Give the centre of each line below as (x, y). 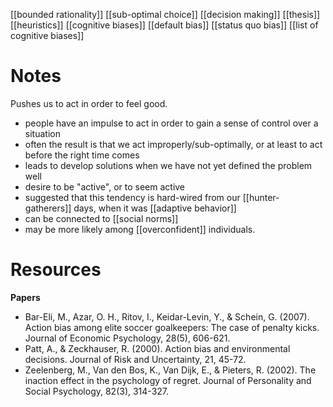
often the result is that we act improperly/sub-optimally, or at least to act (173, 144)
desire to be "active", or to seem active (105, 186)
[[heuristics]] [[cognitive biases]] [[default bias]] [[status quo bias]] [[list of (164, 25)
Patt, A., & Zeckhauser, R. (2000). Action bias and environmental (157, 348)
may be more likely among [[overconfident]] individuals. (140, 229)
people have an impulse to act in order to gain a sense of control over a (171, 123)
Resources (56, 270)
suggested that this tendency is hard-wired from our (132, 197)
